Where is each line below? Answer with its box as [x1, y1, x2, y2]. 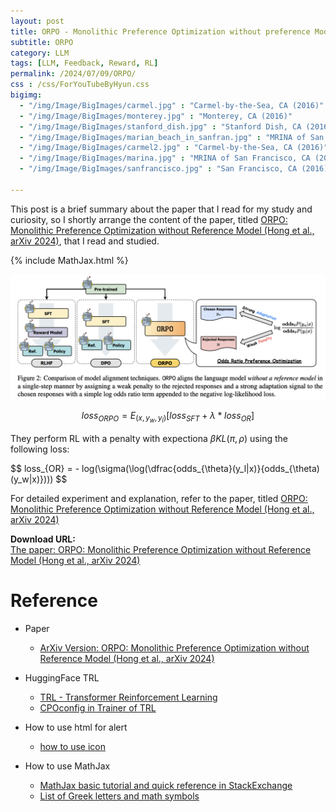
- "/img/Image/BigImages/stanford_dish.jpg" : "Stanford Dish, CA [19, 121, 302, 132]
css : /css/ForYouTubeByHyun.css [10, 80, 150, 90]
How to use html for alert [24, 721, 128, 733]
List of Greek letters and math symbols [39, 790, 200, 802]
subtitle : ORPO [10, 37, 74, 47]
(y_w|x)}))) [10, 473, 54, 485]
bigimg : [10, 90, 43, 100]
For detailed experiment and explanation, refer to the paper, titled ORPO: [10, 492, 308, 504]
